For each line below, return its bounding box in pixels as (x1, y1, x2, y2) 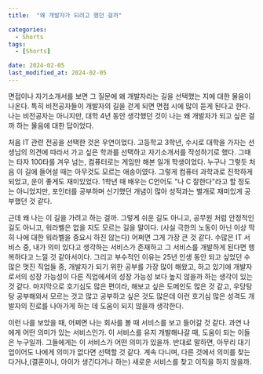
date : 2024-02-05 (8, 62, 65, 70)
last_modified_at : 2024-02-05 (8, 69, 108, 77)
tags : (8, 40, 26, 48)
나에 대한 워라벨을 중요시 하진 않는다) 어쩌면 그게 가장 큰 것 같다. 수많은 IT (16, 232, 243, 241)
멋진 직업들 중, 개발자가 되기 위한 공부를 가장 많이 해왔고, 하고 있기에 (22, 262, 232, 271)
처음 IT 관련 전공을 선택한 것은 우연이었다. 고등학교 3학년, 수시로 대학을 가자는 (8, 137, 247, 147)
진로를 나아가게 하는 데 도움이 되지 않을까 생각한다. (28, 301, 184, 310)
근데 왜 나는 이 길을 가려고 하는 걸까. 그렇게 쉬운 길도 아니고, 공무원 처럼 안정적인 (8, 212, 255, 222)
